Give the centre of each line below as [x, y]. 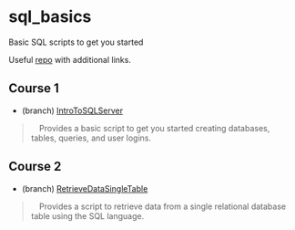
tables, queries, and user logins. [91, 138]
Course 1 [34, 89]
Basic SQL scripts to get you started [76, 42]
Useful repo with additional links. [70, 59]
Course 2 [35, 167]
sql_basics [50, 17]
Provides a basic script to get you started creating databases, [154, 128]
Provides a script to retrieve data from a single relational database [163, 206]
